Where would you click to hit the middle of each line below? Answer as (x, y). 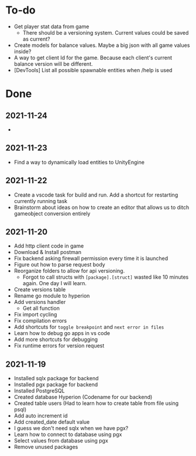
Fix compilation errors (40, 321)
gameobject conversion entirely (52, 213)
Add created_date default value (52, 422)
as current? (36, 39)
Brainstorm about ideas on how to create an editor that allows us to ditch (102, 207)
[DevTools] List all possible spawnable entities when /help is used (93, 70)
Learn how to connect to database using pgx (68, 434)
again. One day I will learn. (55, 283)
